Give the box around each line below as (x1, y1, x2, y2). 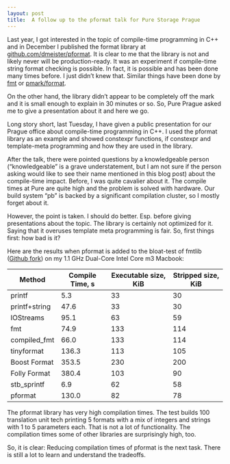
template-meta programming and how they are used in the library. (7, 142, 193, 150)
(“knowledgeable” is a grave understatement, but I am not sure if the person (7, 162, 222, 170)
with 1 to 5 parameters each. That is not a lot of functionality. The (7, 422, 190, 431)
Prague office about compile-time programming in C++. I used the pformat (7, 127, 218, 136)
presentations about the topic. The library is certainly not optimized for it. (7, 219, 214, 227)
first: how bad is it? (7, 233, 61, 242)
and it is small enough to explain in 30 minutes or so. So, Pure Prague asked (7, 99, 221, 107)
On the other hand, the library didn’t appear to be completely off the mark (7, 92, 214, 100)
